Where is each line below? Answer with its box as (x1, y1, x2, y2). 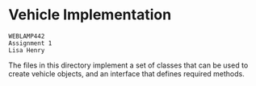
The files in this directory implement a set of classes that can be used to (8, 60, 249, 70)
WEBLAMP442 (8, 32, 45, 40)
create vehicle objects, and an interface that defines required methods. (8, 68, 245, 78)
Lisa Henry (8, 46, 45, 54)
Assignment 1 (8, 39, 52, 47)
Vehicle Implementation (8, 6, 172, 24)
